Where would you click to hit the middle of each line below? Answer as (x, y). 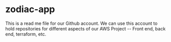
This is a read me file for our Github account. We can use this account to (81, 23)
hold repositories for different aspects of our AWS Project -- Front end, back (86, 28)
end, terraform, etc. (26, 34)
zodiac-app (30, 9)
